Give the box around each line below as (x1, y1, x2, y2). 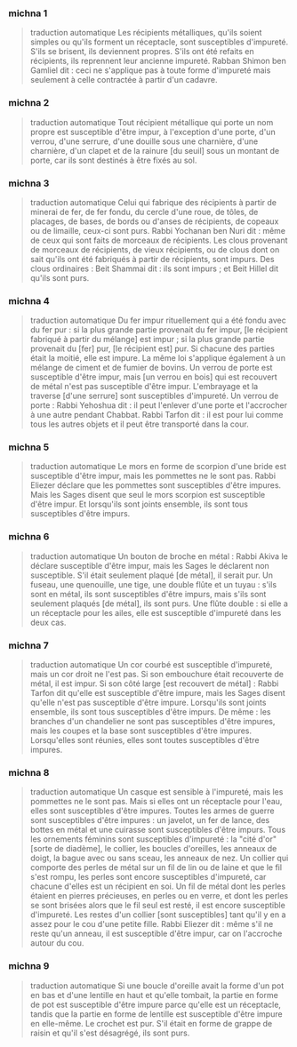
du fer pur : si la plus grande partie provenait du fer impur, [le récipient (29, 324, 288, 335)
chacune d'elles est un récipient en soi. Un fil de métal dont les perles (29, 881, 286, 891)
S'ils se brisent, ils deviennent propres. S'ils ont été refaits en (29, 46, 254, 57)
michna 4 (8, 294, 50, 307)
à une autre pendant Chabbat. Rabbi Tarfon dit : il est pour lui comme (29, 410, 284, 420)
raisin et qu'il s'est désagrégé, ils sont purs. (29, 1027, 190, 1038)
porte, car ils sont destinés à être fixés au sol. (29, 155, 197, 165)
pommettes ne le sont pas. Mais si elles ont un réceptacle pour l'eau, (29, 796, 283, 807)
